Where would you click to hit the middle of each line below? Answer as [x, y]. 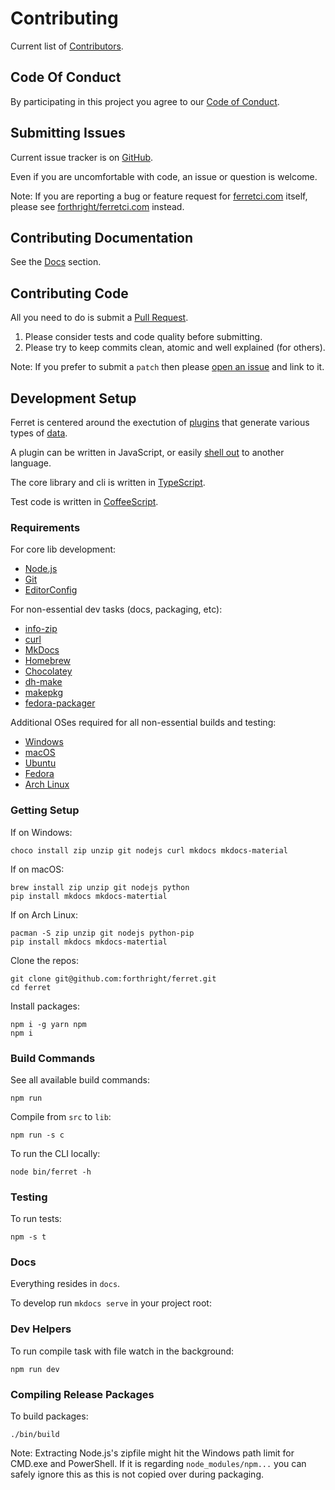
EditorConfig [51, 590]
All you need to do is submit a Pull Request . [99, 318]
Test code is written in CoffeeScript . [84, 501]
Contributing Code [69, 293]
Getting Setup [45, 810]
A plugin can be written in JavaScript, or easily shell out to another [147, 452]
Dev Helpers [41, 1329]
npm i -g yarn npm [48, 1024]
